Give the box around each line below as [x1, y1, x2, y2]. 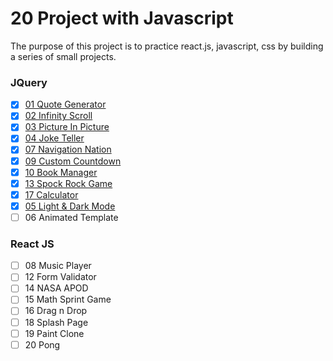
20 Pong [24, 338, 61, 351]
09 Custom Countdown [24, 155, 122, 167]
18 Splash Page [24, 316, 89, 328]
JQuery [10, 75, 48, 89]
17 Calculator [24, 188, 79, 201]
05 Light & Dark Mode [24, 200, 116, 212]
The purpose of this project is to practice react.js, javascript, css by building [10, 40, 324, 52]
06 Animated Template [24, 211, 119, 223]
